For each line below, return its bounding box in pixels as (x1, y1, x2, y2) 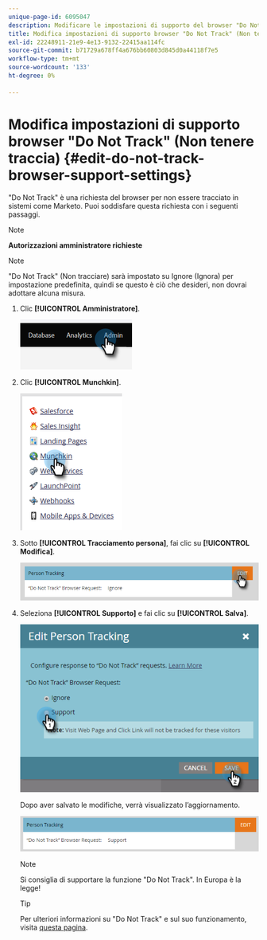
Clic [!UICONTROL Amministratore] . (19, 304, 141, 313)
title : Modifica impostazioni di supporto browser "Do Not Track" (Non (8, 29, 250, 37)
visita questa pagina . (19, 922, 88, 932)
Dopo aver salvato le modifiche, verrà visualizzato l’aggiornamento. (19, 800, 241, 809)
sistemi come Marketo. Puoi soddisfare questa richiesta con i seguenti (8, 201, 238, 210)
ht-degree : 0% (8, 72, 56, 80)
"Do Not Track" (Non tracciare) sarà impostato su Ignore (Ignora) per (8, 271, 234, 280)
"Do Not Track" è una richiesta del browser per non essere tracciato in (8, 192, 239, 202)
